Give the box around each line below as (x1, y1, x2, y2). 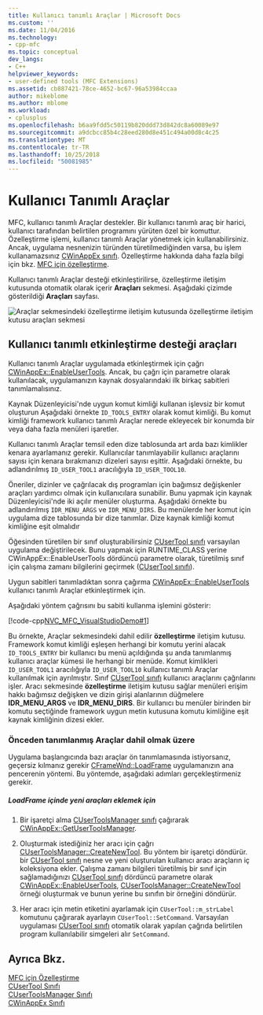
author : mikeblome (8, 92, 68, 100)
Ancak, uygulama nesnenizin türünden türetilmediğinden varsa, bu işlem (8, 243, 242, 253)
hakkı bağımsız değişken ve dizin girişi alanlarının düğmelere (8, 689, 204, 699)
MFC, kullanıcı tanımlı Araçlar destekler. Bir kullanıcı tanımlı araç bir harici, (8, 218, 247, 227)
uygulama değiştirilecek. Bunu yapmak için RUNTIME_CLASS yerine (8, 544, 228, 555)
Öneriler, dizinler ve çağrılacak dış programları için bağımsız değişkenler (8, 479, 242, 489)
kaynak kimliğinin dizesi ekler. (8, 714, 104, 724)
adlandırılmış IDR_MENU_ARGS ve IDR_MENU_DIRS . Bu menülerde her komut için (8, 504, 251, 514)
